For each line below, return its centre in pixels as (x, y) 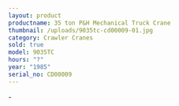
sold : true (26, 45)
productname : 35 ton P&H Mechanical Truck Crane (89, 23)
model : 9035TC (32, 52)
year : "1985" (30, 67)
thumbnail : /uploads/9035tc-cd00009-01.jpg (81, 30)
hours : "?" (26, 60)
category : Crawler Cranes (50, 38)
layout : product (35, 15)
